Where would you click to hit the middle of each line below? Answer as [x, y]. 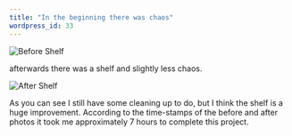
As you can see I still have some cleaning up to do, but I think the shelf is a [146, 102]
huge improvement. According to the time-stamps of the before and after [144, 112]
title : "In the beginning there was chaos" [92, 17]
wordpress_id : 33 [42, 26]
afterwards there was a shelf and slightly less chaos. [106, 68]
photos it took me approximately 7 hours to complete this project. [129, 122]
